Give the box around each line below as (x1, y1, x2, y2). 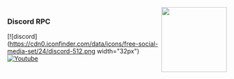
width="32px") (97, 47, 139, 55)
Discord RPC (7, 17, 51, 26)
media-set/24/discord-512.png (7, 47, 96, 55)
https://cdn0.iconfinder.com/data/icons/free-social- (9, 39, 159, 48)
